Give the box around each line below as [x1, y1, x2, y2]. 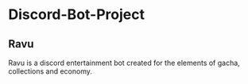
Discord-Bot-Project [8, 6, 145, 24]
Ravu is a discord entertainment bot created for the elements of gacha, [8, 58, 240, 67]
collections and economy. [8, 67, 93, 76]
